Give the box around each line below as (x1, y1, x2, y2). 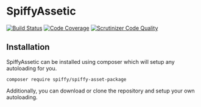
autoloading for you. (6, 64, 57, 72)
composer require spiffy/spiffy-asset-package (6, 76, 127, 83)
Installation (6, 42, 50, 52)
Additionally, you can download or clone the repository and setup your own (6, 87, 195, 94)
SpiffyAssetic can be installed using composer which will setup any (6, 58, 175, 65)
